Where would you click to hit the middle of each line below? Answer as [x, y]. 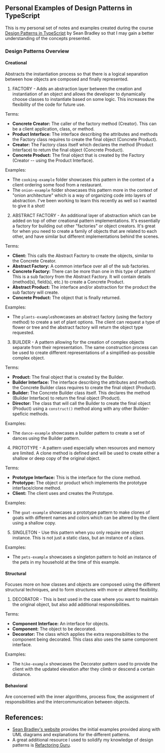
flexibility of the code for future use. [49, 104]
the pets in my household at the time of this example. [66, 562]
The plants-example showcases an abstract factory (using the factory [82, 316]
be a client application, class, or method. [53, 129]
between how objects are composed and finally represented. [67, 79]
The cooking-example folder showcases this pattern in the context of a [83, 179]
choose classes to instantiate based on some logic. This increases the [83, 99]
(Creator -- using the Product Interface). [53, 160]
